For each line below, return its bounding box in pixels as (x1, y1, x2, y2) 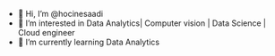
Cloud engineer (17, 28, 75, 37)
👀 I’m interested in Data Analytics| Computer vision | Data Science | (17, 18, 267, 28)
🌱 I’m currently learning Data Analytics (17, 36, 159, 47)
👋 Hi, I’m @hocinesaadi (17, 9, 104, 19)
